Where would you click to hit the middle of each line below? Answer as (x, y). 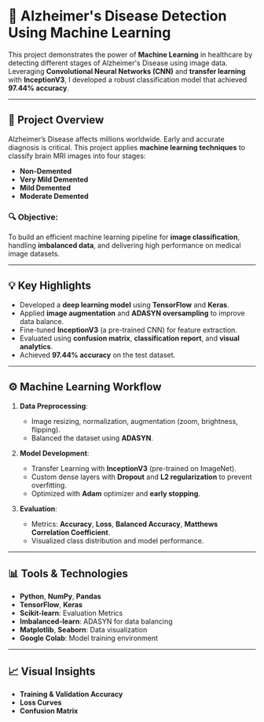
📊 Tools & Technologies (68, 574)
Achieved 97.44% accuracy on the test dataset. (97, 355)
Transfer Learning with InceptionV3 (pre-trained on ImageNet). (134, 468)
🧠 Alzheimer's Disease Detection (117, 16)
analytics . (36, 346)
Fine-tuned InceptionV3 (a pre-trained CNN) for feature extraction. (128, 330)
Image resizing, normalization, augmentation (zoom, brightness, (134, 421)
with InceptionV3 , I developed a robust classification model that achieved (128, 79)
